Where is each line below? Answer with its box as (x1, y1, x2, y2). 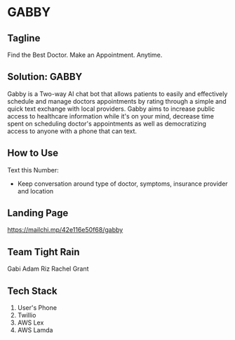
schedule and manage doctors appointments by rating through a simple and (7, 97, 227, 105)
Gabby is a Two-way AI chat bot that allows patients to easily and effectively (7, 89, 228, 98)
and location (17, 186, 54, 195)
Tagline (7, 32, 41, 44)
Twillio (17, 311, 36, 320)
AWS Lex (17, 318, 44, 327)
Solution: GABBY (7, 71, 83, 83)
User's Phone (17, 304, 58, 312)
